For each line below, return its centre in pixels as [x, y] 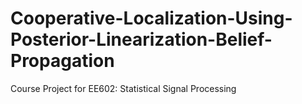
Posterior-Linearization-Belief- [141, 39]
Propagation [62, 61]
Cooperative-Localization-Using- [151, 18]
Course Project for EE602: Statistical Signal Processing [123, 88]
